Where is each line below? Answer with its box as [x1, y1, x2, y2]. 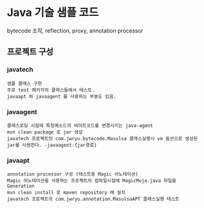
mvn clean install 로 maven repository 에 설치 [7, 190, 126, 196]
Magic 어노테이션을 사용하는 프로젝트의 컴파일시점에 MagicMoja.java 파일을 [7, 178, 176, 184]
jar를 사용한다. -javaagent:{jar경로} [7, 142, 97, 148]
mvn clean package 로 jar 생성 [7, 129, 83, 135]
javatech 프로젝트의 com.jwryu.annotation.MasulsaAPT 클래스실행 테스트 [7, 196, 180, 202]
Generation [7, 183, 35, 190]
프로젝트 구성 [7, 46, 54, 57]
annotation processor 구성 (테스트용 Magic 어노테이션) [7, 171, 138, 177]
